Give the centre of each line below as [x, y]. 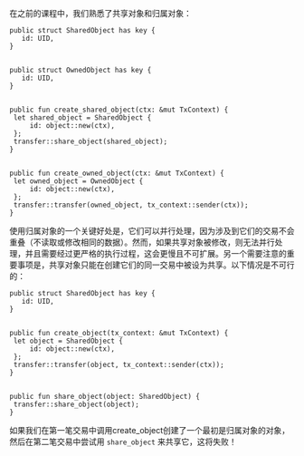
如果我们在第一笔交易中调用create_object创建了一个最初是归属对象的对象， [150, 430]
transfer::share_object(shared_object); [90, 141]
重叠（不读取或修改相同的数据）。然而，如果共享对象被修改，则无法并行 [142, 242]
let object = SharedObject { [68, 341]
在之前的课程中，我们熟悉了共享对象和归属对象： [100, 13]
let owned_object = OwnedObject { [78, 181]
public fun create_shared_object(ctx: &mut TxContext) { [119, 110]
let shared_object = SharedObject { [82, 118]
